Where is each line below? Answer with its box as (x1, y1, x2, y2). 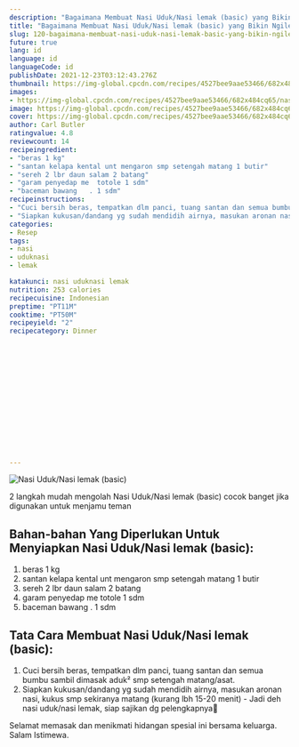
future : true (9, 37, 58, 47)
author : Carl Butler (9, 121, 86, 130)
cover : (9, 112, 34, 121)
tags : (9, 237, 29, 245)
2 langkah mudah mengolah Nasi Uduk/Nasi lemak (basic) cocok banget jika (9, 491, 289, 502)
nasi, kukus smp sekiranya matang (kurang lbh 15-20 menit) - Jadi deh (21, 694, 282, 703)
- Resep (9, 228, 38, 237)
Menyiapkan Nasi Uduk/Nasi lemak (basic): (9, 540, 255, 556)
